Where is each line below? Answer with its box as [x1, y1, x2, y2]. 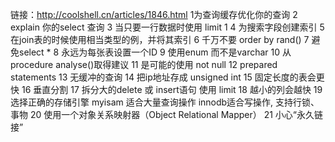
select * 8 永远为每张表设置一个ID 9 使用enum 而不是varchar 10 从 [18, 46, 292, 58]
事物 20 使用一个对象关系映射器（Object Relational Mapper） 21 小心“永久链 [10, 109, 323, 120]
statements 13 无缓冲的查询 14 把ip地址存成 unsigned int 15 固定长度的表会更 [10, 71, 325, 83]
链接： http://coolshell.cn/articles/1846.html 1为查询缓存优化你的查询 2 [10, 9, 298, 20]
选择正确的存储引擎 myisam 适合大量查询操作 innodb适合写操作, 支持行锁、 [10, 96, 320, 108]
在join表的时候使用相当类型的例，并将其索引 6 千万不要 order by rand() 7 [10, 34, 310, 45]
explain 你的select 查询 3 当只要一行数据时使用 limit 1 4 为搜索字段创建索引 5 [10, 21, 325, 33]
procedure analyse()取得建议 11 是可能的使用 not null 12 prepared [10, 59, 278, 70]
